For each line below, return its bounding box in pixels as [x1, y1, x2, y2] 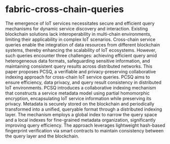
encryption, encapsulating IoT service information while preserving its [5, 95, 151, 102]
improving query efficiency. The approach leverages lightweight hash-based [5, 122, 165, 128]
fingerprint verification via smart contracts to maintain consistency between [5, 127, 164, 133]
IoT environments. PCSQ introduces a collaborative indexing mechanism [5, 84, 156, 90]
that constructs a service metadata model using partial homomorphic [5, 90, 150, 96]
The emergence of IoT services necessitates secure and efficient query [5, 20, 155, 26]
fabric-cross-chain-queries [5, 4, 124, 15]
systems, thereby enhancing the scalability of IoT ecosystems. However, [5, 47, 157, 53]
